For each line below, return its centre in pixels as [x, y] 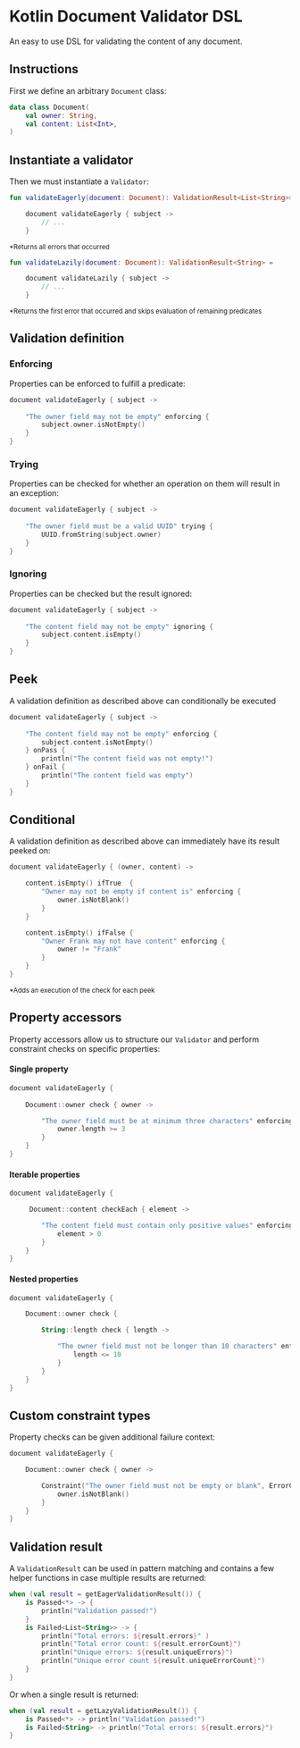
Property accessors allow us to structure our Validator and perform [134, 1039]
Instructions [44, 69]
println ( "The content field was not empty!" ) [128, 759]
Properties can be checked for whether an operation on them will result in [145, 483]
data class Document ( [50, 107]
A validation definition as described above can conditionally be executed [143, 701]
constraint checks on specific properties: [85, 1048]
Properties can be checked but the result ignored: [101, 593]
